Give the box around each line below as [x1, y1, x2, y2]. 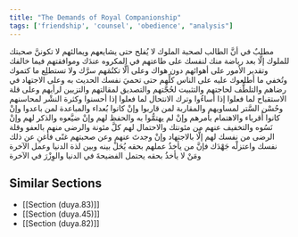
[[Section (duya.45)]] [21, 208, 100, 219]
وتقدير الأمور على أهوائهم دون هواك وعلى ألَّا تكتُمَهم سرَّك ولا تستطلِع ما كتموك [9, 64, 269, 76]
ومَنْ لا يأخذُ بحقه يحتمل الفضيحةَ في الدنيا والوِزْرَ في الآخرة [9, 150, 202, 160]
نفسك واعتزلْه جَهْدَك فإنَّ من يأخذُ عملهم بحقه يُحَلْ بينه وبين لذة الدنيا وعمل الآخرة [9, 140, 278, 151]
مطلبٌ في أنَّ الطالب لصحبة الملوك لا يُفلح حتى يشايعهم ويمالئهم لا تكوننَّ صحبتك [9, 45, 274, 56]
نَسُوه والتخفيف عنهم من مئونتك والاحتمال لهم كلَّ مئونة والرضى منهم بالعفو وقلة [9, 121, 274, 132]
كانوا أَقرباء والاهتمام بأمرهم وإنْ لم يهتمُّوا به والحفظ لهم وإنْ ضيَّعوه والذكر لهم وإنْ [9, 112, 281, 123]
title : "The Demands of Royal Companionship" [9, 12, 181, 22]
